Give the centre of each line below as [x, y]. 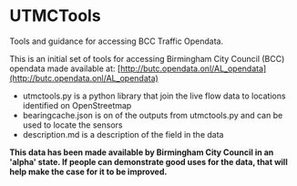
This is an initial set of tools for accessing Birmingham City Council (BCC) [147, 58]
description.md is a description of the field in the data [123, 134]
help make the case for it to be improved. [88, 171]
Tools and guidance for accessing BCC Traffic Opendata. [117, 41]
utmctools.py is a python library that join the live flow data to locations [154, 96]
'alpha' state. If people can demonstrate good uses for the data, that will [149, 161]
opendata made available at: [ [65, 68]
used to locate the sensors [72, 125]
